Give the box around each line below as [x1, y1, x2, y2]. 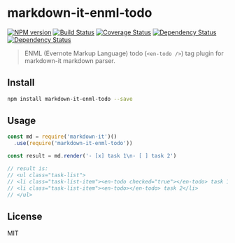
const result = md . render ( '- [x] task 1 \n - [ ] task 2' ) [7, 153, 177, 160]
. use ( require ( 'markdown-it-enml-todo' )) [13, 140, 133, 147]
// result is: [7, 165, 49, 172]
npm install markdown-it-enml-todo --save [7, 95, 133, 102]
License [7, 210, 43, 222]
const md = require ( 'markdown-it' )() [7, 133, 117, 141]
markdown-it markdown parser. [24, 56, 115, 64]
